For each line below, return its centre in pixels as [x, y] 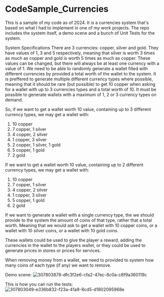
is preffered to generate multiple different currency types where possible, [79, 79]
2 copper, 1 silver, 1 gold [36, 145]
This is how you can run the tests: [39, 284]
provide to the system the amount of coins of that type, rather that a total [79, 220]
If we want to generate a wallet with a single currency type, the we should [80, 215]
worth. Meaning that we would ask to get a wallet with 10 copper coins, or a [81, 225]
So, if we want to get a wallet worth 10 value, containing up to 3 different [78, 109]
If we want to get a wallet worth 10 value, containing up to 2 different [74, 165]
